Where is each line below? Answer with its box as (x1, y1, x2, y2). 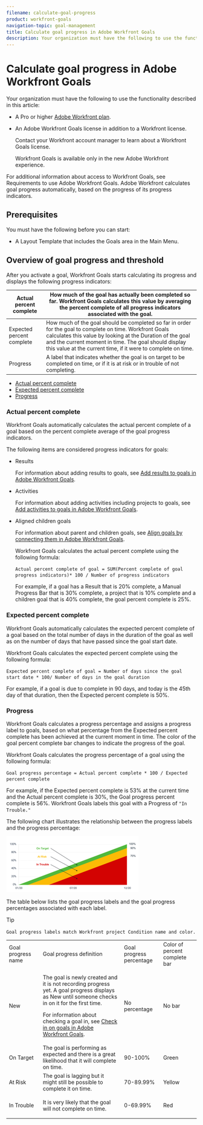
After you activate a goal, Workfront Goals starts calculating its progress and (6, 271, 197, 279)
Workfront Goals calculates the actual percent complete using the (14, 547, 179, 555)
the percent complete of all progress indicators (59, 304, 181, 311)
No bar (163, 1002, 181, 1009)
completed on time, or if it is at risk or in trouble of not (46, 360, 179, 367)
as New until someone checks (42, 993, 118, 1000)
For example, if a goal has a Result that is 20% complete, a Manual (14, 583, 181, 590)
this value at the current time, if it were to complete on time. (46, 345, 194, 352)
